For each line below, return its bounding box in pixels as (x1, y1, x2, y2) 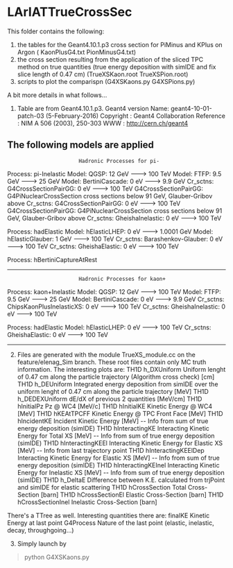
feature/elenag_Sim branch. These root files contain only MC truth (17, 358, 207, 366)
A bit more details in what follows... (7, 91, 107, 99)
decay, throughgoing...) (7, 526, 74, 534)
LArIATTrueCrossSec (7, 4, 132, 20)
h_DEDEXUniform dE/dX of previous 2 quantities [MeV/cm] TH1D (17, 395, 202, 403)
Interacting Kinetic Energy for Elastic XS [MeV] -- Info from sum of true (17, 454, 220, 462)
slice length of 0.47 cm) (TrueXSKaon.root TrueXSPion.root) (17, 70, 189, 78)
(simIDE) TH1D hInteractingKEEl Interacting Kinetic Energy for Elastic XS (17, 438, 223, 447)
